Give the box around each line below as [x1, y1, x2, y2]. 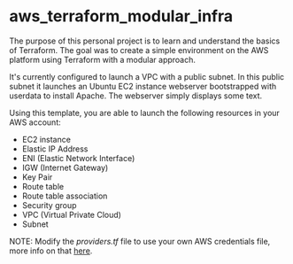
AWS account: [9, 117, 61, 128]
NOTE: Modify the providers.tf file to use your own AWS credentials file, [9, 236, 271, 246]
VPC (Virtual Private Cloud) [21, 209, 122, 220]
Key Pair [21, 171, 53, 182]
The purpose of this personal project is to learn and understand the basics [9, 35, 281, 46]
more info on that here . [9, 245, 93, 256]
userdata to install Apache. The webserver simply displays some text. [9, 90, 263, 101]
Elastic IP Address [21, 144, 89, 154]
